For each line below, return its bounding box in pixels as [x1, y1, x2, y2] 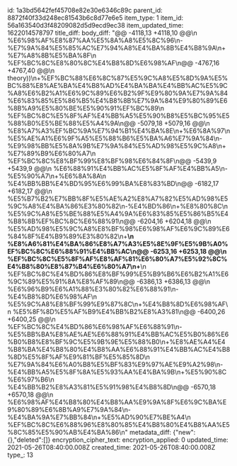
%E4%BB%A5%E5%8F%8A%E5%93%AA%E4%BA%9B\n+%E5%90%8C [7, 368, 227, 376]
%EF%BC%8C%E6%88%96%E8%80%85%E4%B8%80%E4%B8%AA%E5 [7, 421, 230, 428]
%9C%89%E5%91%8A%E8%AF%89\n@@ [7, 277, 136, 286]
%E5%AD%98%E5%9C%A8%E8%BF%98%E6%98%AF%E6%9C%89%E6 [7, 225, 230, 233]
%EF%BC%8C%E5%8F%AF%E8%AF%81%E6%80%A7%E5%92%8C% [7, 255, 228, 263]
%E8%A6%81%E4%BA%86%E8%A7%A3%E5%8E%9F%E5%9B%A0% [7, 240, 229, 248]
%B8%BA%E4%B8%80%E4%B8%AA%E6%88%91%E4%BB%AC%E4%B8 [7, 345, 231, 353]
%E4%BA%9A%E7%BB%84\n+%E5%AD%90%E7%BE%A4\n [7, 413, 191, 421]
